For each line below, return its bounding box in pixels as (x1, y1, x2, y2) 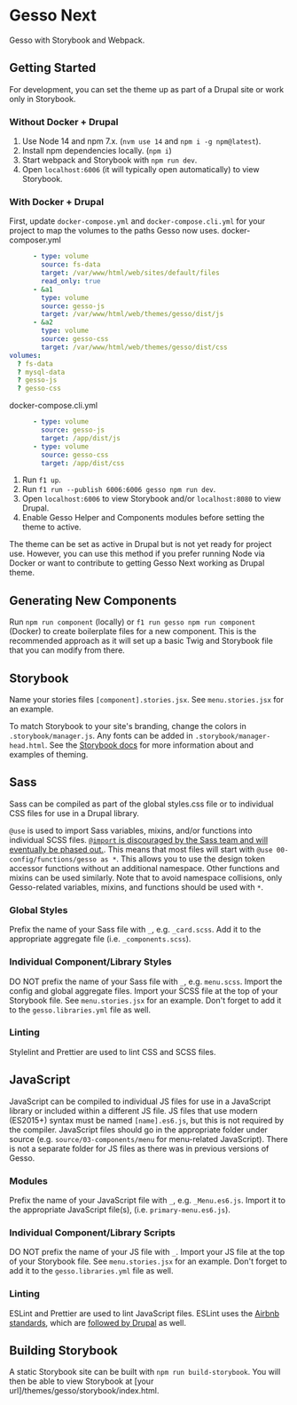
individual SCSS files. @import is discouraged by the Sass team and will (9, 834, 269, 845)
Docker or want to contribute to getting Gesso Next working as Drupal (9, 558, 265, 568)
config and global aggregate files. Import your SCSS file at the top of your (9, 985, 278, 996)
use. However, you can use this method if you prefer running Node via (9, 548, 266, 560)
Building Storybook (9, 1343, 118, 1358)
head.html (9, 742, 46, 750)
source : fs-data (41, 260, 101, 269)
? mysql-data (17, 368, 66, 377)
